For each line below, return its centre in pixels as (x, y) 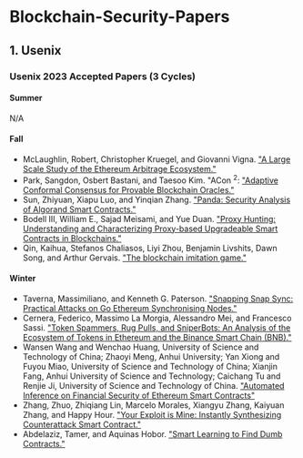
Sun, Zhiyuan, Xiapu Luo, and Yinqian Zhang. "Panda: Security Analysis (157, 199)
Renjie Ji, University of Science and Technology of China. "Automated (153, 385)
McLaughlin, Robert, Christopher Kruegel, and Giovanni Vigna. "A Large (157, 159)
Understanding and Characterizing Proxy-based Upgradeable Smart (150, 229)
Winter (23, 279)
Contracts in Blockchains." (72, 238)
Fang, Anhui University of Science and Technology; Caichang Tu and (151, 376)
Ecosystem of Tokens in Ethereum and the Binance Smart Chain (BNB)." (157, 337)
